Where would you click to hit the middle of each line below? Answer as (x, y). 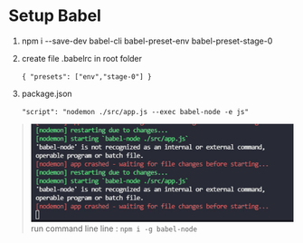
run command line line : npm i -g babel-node (114, 228)
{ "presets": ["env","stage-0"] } (86, 77)
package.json (47, 93)
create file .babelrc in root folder (81, 58)
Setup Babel (55, 16)
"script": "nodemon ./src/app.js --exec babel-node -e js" (135, 112)
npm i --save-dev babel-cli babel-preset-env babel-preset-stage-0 (147, 41)
